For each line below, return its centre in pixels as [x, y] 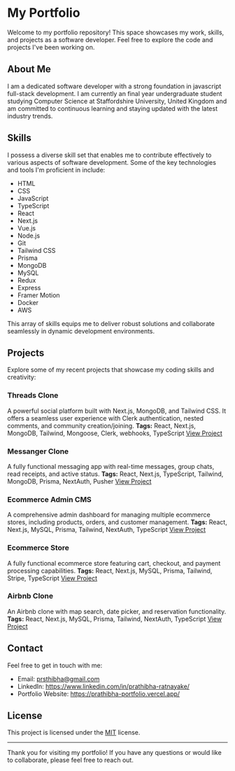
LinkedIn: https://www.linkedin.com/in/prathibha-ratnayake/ [104, 686]
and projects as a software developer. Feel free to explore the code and [110, 39]
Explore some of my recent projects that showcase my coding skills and [111, 370]
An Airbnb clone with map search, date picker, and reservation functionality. [117, 611]
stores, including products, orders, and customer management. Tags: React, [117, 522]
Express [29, 287]
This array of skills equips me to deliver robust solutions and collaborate [111, 323]
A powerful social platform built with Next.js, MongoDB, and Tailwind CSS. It [117, 411]
